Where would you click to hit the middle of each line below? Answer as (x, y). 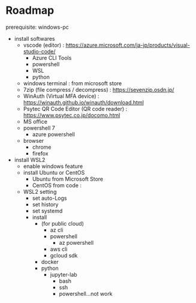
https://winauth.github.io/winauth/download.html (84, 102)
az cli (57, 230)
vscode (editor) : (44, 45)
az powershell (76, 242)
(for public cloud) (63, 223)
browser (34, 140)
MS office (35, 121)
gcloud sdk (64, 255)
